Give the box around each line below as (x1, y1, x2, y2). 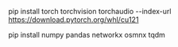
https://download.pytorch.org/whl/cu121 (8, 15, 139, 24)
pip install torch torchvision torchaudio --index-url (8, 7, 172, 16)
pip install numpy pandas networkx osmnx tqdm (8, 31, 165, 39)
